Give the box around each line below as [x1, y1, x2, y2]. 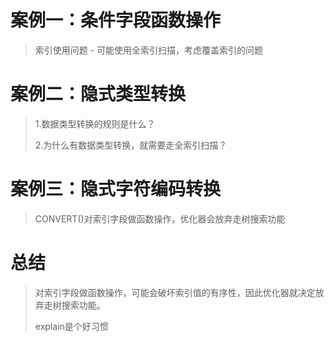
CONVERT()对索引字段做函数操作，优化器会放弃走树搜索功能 [34, 212, 286, 225]
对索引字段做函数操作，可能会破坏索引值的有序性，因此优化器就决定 [34, 286, 316, 298]
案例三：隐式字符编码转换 [10, 178, 222, 201]
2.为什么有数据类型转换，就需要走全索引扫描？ [34, 139, 228, 151]
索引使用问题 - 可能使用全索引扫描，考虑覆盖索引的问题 [34, 44, 264, 56]
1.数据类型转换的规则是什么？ [34, 117, 156, 130]
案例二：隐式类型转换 [10, 83, 187, 106]
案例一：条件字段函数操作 [10, 9, 222, 32]
